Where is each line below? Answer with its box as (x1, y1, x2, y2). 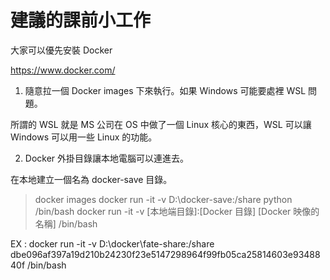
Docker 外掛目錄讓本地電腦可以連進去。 (24, 152, 190, 164)
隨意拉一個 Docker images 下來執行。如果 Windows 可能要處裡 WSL (24, 84, 307, 96)
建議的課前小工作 (10, 9, 152, 32)
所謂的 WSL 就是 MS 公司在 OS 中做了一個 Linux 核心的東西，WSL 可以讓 (10, 118, 312, 130)
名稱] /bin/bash (34, 217, 98, 230)
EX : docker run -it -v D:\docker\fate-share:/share (10, 237, 215, 250)
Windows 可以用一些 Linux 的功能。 (10, 131, 158, 143)
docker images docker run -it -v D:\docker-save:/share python (34, 193, 293, 205)
